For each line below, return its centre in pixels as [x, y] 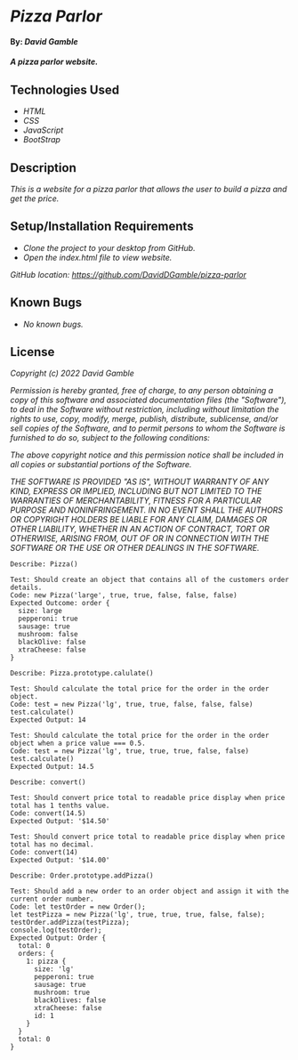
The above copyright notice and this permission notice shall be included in [147, 455]
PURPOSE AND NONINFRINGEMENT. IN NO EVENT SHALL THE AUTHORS [147, 510]
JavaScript [43, 130]
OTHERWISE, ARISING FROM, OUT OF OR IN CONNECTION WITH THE [140, 538]
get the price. [35, 198]
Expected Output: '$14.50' [60, 821]
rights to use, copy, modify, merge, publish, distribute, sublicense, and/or [144, 419]
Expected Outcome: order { [60, 603]
